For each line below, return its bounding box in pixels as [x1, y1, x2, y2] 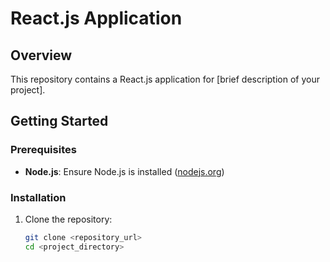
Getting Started [10, 113, 109, 130]
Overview [10, 47, 73, 64]
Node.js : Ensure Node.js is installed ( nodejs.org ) [24, 165, 225, 177]
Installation [10, 190, 67, 204]
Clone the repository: [24, 213, 113, 225]
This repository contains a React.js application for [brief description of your [10, 73, 320, 85]
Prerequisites [10, 143, 77, 157]
